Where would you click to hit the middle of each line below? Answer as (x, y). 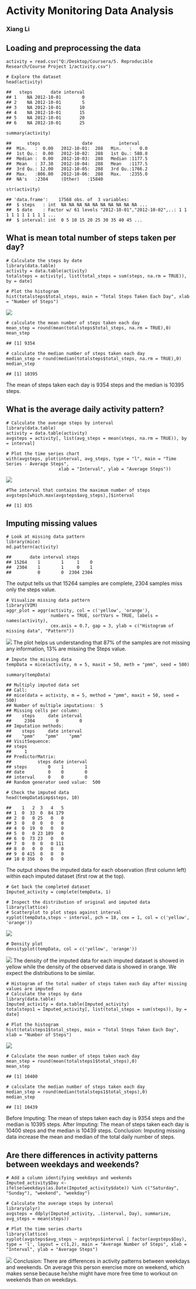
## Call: (17, 690)
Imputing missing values (52, 523)
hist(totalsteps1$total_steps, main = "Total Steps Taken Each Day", (93, 1030)
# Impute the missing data (39, 660)
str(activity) (23, 189)
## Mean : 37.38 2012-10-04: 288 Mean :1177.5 (77, 164)
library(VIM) (22, 606)
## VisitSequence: (28, 742)
